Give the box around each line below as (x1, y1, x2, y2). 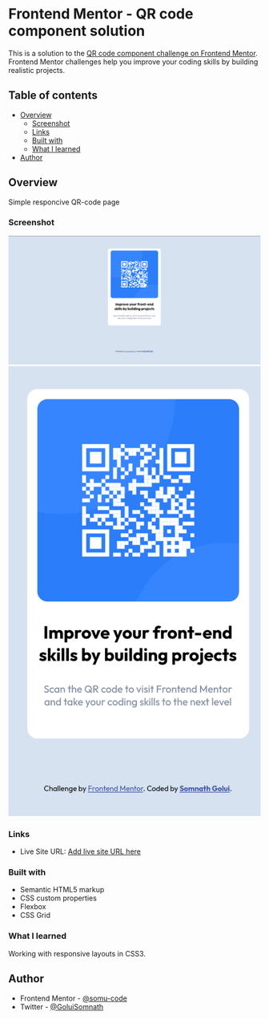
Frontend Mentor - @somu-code (19, 993, 128, 1003)
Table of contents (8, 89, 98, 103)
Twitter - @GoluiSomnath (19, 1001, 104, 1011)
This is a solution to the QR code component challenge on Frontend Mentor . (8, 48, 258, 58)
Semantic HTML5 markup (19, 885, 105, 895)
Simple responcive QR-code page (8, 197, 120, 207)
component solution (8, 22, 146, 40)
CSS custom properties (19, 893, 98, 903)
